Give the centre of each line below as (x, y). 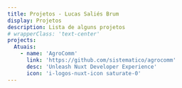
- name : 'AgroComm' (49, 54)
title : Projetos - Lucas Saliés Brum (63, 14)
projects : (22, 40)
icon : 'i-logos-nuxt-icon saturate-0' (84, 73)
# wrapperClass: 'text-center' (54, 34)
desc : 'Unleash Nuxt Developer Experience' (92, 67)
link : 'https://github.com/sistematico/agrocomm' (101, 60)
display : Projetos (34, 21)
